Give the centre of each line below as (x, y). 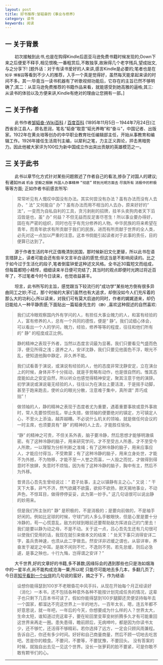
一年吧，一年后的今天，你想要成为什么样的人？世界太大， (100, 610)
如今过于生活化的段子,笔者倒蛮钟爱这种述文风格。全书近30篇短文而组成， (82, 263)
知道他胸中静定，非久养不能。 (60, 355)
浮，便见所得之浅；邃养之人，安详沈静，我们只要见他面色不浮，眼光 (85, 349)
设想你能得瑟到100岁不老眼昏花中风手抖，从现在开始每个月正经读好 (84, 586)
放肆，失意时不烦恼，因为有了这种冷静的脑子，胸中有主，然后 (91, 465)
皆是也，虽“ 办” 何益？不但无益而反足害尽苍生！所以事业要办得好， (88, 217)
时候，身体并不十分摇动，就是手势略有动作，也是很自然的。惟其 (89, 372)
